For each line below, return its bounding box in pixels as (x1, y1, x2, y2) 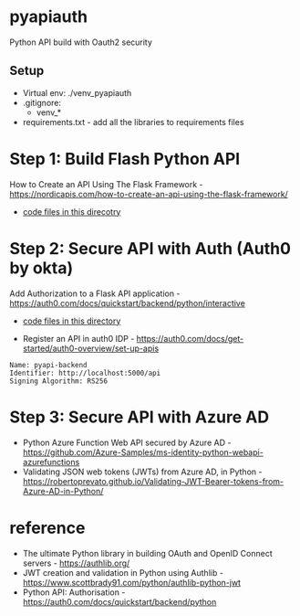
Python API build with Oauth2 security (9, 37, 153, 48)
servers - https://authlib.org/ (22, 558, 130, 568)
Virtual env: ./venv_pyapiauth (22, 87, 132, 98)
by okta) (9, 258, 74, 278)
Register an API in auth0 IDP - (22, 333, 135, 344)
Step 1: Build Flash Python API (9, 148, 241, 169)
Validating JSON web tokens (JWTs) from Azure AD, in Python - (22, 466, 263, 477)
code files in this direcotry (22, 206, 121, 217)
